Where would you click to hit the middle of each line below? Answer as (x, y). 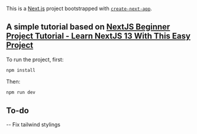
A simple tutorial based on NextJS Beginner (88, 27)
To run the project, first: (35, 59)
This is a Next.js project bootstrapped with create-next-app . (79, 9)
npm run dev (21, 92)
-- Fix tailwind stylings (33, 125)
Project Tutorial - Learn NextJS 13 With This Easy (98, 36)
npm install (21, 70)
